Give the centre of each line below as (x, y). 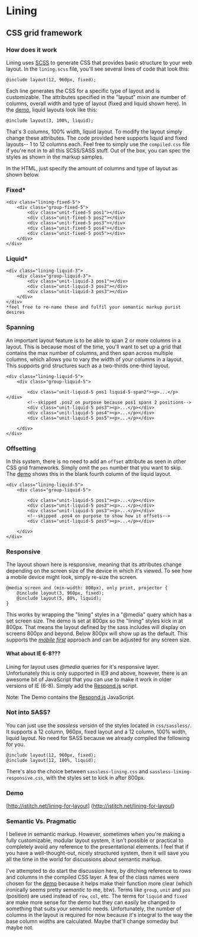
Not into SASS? (28, 712)
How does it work (32, 50)
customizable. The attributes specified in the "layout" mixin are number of (96, 97)
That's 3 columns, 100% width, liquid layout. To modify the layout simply (94, 131)
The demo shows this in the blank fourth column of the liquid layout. (89, 474)
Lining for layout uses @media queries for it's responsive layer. (83, 666)
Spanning (20, 328)
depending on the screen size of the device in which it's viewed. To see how (99, 571)
